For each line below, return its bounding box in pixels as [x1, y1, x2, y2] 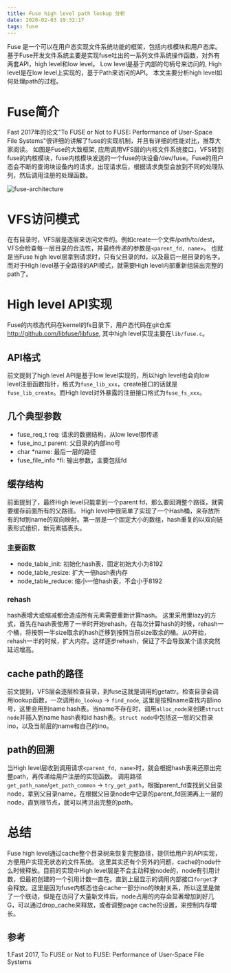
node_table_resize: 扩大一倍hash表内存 [16, 568, 129, 576]
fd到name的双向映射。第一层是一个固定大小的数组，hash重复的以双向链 [19, 515, 223, 523]
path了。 [7, 270, 32, 278]
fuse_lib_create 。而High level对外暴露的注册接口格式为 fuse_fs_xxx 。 [7, 389, 206, 397]
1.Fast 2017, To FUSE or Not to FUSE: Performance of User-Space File [7, 950, 204, 959]
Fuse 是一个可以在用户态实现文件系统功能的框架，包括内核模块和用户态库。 [7, 43, 221, 51]
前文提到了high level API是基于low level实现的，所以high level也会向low [7, 371, 210, 380]
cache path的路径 [7, 667, 84, 680]
